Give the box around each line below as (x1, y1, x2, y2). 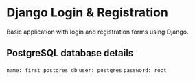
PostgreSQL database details (6, 47, 134, 59)
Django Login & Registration (6, 5, 169, 21)
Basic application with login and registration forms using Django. (6, 27, 189, 36)
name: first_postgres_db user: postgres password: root (6, 67, 167, 73)
